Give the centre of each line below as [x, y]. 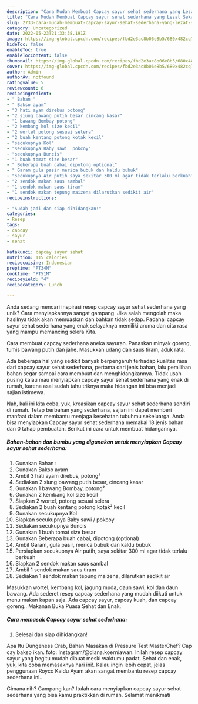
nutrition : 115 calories [37, 257]
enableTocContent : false [37, 55]
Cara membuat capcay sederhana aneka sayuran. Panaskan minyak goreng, [99, 343]
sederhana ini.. [25, 677]
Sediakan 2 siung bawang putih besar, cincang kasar [79, 482]
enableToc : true [26, 50]
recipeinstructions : [32, 198]
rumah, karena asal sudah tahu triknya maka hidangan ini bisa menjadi [92, 386]
